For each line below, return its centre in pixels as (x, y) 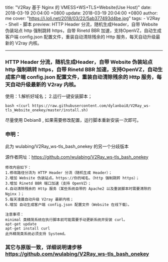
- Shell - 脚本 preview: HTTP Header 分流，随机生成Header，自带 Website (82, 24)
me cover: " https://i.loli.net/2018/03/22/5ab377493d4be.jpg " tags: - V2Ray (83, 18)
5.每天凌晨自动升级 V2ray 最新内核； (39, 199)
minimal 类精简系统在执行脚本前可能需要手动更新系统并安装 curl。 (66, 219)
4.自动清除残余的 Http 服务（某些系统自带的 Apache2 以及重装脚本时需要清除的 (78, 189)
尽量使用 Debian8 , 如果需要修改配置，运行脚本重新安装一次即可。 (73, 120)
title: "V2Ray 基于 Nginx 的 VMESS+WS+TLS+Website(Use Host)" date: (78, 7)
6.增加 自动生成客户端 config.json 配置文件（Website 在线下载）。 (68, 204)
